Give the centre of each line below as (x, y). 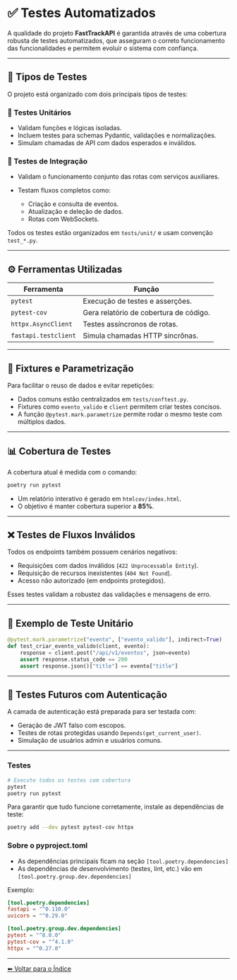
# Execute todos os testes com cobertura (69, 780)
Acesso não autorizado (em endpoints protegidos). (91, 581)
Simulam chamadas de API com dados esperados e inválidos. (107, 143)
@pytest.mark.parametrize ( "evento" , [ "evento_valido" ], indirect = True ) (115, 640)
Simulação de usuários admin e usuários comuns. (90, 741)
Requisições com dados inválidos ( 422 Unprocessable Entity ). (108, 566)
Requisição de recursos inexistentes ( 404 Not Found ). (95, 573)
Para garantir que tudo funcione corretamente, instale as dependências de (116, 807)
